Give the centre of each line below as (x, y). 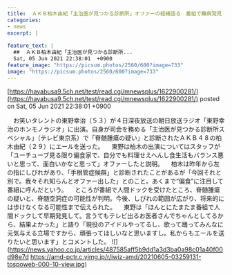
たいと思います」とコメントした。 (61, 241)
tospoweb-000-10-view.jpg (46, 264)
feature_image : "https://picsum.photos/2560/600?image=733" (96, 65)
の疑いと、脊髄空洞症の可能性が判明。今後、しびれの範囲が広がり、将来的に (116, 198)
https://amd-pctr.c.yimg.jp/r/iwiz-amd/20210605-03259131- (116, 256)
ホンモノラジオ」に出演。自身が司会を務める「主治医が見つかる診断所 (119, 129)
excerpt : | (23, 33)
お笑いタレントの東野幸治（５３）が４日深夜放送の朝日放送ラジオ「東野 (116, 120)
